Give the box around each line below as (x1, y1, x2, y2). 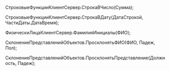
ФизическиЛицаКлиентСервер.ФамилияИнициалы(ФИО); (5, 30, 131, 35)
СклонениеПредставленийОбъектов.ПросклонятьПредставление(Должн (5, 55, 165, 61)
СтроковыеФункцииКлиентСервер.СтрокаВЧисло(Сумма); (5, 5, 134, 10)
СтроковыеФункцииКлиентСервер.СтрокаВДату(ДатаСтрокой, (5, 14, 144, 20)
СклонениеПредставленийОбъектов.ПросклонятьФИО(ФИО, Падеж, (5, 39, 155, 45)
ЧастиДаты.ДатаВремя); (5, 20, 60, 26)
